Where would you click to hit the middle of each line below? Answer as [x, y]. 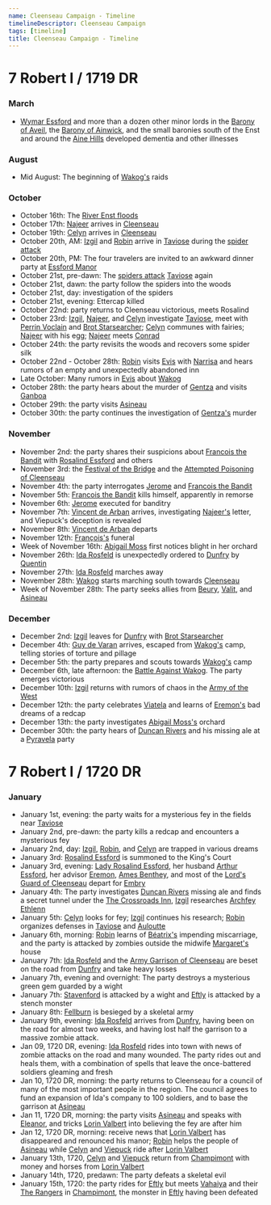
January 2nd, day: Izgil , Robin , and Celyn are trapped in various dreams [139, 849]
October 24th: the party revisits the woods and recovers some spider [135, 344]
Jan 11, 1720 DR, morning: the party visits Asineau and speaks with [131, 1115]
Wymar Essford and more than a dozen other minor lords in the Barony [138, 121]
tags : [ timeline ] [38, 31]
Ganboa [33, 396]
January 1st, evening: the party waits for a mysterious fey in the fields [135, 815]
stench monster [46, 1004]
